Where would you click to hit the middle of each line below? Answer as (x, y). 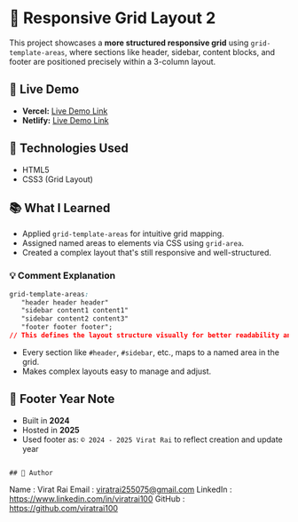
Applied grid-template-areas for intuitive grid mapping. (123, 233)
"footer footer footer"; (67, 328)
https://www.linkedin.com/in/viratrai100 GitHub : (97, 498)
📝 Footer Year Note (62, 399)
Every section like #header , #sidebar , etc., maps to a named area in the (150, 352)
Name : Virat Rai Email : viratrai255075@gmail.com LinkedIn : (121, 489)
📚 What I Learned (60, 208)
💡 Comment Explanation (63, 276)
